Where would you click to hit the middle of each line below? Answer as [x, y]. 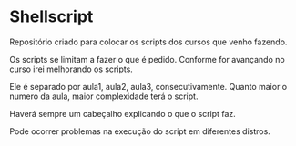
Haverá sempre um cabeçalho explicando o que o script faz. [123, 113]
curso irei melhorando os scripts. [71, 69]
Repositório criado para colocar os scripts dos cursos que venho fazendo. [148, 42]
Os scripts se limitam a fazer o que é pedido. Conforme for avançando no [147, 59]
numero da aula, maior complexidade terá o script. [104, 96]
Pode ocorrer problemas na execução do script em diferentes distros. [140, 131]
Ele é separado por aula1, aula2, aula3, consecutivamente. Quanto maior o [148, 86]
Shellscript [51, 17]
